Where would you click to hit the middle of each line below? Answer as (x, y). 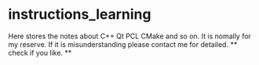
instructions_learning (80, 14)
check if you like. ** (40, 52)
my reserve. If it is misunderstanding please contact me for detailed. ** (123, 44)
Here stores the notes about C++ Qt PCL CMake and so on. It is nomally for (129, 36)
